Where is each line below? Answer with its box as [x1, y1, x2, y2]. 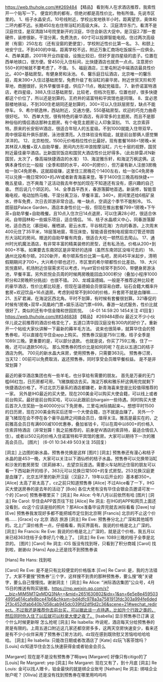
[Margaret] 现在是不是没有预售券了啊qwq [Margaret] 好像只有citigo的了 [5, 654, 147, 659]
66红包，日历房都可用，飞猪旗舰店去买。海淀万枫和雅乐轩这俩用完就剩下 [9, 379, 155, 384]
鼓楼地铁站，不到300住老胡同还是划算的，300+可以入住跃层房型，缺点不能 [5, 101, 156, 107]
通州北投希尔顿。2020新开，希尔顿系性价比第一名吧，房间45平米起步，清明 [5, 253, 157, 259]
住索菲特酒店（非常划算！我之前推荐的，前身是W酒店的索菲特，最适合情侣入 [5, 427, 158, 433]
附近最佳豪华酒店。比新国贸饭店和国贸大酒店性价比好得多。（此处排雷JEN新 [5, 150, 156, 155]
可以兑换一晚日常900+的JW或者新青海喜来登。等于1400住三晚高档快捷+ [5, 174, 150, 180]
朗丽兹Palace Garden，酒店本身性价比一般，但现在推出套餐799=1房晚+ [5, 204, 147, 210]
